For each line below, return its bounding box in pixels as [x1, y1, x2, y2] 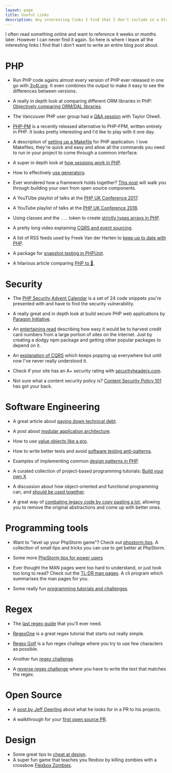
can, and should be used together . [12, 489, 85, 495]
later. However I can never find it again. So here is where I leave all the [5, 36, 154, 43]
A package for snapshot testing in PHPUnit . [12, 250, 104, 256]
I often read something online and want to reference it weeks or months [5, 31, 156, 38]
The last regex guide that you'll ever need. [12, 620, 102, 627]
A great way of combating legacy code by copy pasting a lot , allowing [12, 499, 160, 505]
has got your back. [12, 383, 53, 390]
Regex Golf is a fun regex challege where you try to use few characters [12, 640, 163, 647]
